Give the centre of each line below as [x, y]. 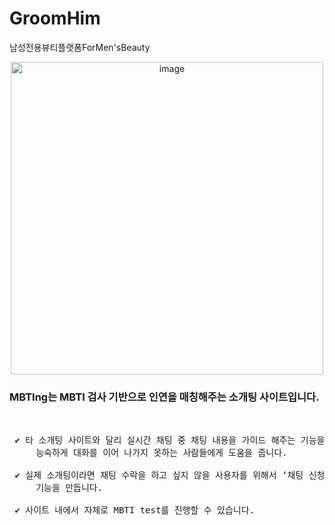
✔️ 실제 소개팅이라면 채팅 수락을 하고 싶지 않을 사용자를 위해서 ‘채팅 [159, 475]
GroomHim [55, 18]
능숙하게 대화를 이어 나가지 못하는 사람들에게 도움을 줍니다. [161, 453]
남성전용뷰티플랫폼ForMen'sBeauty [80, 47]
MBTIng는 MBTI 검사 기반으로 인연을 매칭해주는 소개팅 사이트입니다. [164, 397]
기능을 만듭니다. [69, 488]
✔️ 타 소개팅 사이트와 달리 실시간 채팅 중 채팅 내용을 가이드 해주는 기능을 [170, 440]
